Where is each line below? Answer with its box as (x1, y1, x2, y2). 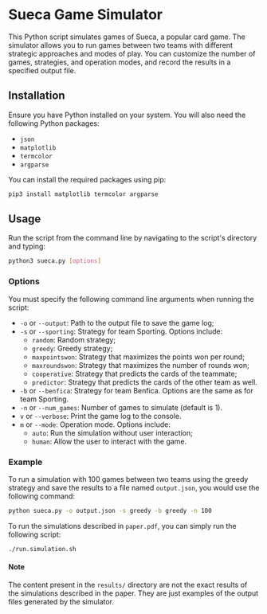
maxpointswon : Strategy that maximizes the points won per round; (31, 352, 245, 362)
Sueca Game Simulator (8, 6, 163, 24)
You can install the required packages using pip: (8, 174, 167, 184)
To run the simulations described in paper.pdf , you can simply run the (8, 521, 237, 530)
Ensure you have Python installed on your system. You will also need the (8, 110, 246, 119)
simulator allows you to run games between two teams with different (8, 40, 234, 49)
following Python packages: (8, 118, 100, 128)
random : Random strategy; (31, 334, 116, 344)
